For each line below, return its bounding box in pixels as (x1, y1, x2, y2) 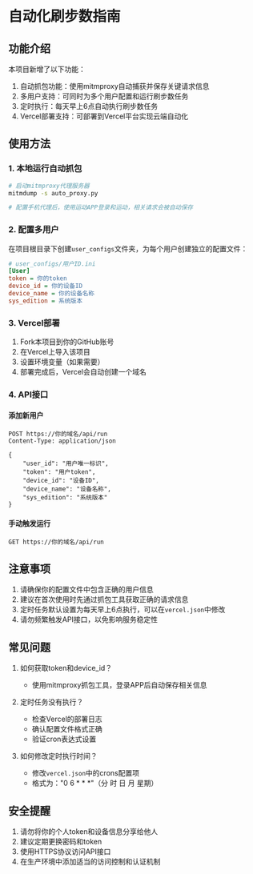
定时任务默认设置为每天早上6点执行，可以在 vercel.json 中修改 (19, 605, 226, 615)
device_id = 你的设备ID (8, 282, 82, 291)
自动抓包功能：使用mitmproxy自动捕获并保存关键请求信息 (19, 82, 210, 90)
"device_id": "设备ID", (22, 477, 100, 485)
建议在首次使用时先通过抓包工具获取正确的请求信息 (19, 595, 189, 604)
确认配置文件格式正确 (31, 724, 102, 734)
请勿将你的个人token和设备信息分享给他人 (19, 826, 159, 836)
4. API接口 (8, 389, 49, 400)
